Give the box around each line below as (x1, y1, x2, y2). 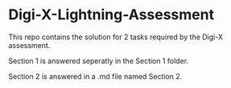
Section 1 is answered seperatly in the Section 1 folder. (8, 56, 189, 66)
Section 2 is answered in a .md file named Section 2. (8, 71, 183, 81)
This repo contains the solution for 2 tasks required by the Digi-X (8, 32, 224, 42)
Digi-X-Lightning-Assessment (8, 6, 215, 24)
